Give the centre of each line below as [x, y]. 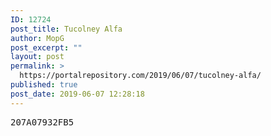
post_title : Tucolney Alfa [66, 29]
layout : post [37, 57]
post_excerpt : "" [46, 47]
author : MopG [37, 38]
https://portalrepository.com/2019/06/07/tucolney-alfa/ [140, 76]
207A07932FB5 [42, 122]
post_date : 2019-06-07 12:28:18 [77, 94]
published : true [44, 85]
